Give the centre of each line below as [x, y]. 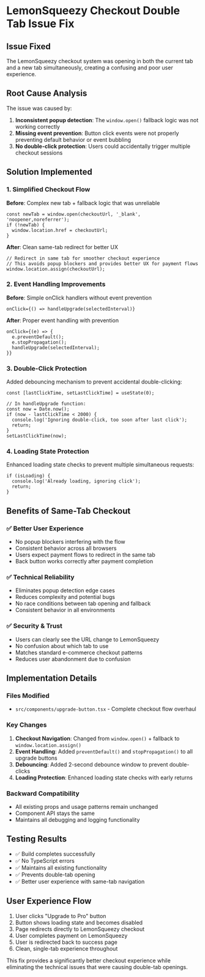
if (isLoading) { [28, 476]
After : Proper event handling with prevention [63, 320]
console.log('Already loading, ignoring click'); [76, 481]
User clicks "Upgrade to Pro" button [61, 916]
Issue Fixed [28, 46]
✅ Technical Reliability [40, 577]
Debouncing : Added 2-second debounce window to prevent [91, 764]
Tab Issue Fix [40, 24]
